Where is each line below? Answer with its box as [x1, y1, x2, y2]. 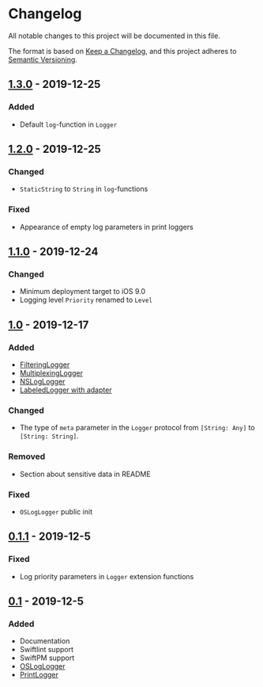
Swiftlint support [19, 645, 73, 655]
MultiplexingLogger [19, 368, 83, 377]
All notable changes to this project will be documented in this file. [8, 31, 221, 40]
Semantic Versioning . [8, 55, 77, 64]
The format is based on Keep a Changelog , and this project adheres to [8, 46, 237, 55]
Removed [8, 451, 46, 462]
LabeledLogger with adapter [19, 385, 112, 395]
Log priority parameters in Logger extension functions [19, 571, 194, 581]
